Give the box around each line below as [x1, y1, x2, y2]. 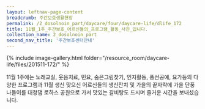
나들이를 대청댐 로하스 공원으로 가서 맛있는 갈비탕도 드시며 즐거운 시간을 [6, 89, 178, 96]
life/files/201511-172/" [6, 61, 61, 68]
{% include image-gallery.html [6, 55, 83, 61]
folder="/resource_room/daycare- [83, 55, 170, 61]
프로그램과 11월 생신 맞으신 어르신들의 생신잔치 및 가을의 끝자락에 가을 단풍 [17, 81, 195, 88]
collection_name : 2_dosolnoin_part [6, 32, 97, 38]
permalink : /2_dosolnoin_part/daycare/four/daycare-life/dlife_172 [6, 20, 182, 26]
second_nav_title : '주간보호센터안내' [6, 37, 95, 43]
